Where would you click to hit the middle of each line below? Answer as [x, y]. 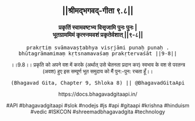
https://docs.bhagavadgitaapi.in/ [98, 94]
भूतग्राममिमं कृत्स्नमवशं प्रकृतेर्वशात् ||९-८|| [98, 35]
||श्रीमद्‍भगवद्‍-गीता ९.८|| [98, 11]
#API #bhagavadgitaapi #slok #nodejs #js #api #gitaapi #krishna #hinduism [98, 105]
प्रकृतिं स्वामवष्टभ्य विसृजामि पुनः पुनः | [98, 28]
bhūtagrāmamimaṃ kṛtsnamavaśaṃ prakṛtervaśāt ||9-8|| [98, 53]
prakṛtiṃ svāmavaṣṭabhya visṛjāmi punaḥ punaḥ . [98, 47]
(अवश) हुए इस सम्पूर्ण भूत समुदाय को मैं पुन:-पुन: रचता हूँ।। [98, 71]
